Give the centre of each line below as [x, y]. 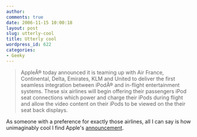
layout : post [22, 28]
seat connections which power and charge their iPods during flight [102, 97]
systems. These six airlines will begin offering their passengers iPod [104, 91]
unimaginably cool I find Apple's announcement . [65, 128]
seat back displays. [44, 110]
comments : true [25, 17]
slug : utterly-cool [30, 34]
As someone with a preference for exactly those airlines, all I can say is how [98, 121]
